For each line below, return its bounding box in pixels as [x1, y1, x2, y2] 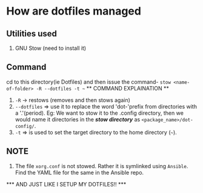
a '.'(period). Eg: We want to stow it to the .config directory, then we [15, 109, 184, 117]
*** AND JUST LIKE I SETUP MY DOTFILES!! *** [6, 180, 127, 188]
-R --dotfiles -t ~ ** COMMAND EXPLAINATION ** [36, 84, 170, 92]
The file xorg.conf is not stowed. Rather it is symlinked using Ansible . [15, 162, 188, 169]
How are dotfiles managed [6, 4, 141, 18]
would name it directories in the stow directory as [15, 115, 141, 123]
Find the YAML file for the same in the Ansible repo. [15, 169, 144, 176]
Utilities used [6, 29, 58, 39]
